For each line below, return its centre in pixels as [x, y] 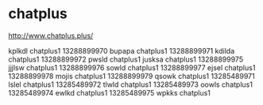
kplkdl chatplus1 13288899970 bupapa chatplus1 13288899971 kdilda [122, 51]
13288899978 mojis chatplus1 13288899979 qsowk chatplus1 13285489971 [132, 76]
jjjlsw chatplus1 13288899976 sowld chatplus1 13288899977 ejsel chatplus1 [132, 67]
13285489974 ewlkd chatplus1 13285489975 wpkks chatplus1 [109, 92]
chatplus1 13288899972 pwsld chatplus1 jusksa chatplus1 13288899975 [126, 59]
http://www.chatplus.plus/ [51, 36]
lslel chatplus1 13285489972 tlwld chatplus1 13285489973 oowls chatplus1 [130, 84]
